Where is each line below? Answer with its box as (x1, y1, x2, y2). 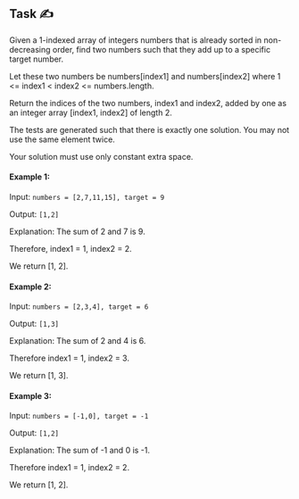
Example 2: (9, 281, 52, 292)
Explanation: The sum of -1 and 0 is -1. (9, 445, 150, 456)
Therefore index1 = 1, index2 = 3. (9, 353, 129, 363)
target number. (9, 54, 64, 64)
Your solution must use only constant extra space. (9, 151, 194, 162)
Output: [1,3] (9, 319, 60, 329)
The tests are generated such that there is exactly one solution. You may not (9, 124, 290, 135)
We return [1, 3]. (9, 370, 69, 381)
